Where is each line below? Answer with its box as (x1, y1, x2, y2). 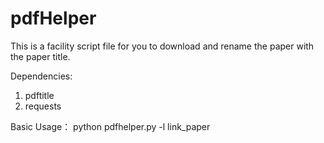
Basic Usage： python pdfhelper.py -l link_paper (10, 120, 211, 132)
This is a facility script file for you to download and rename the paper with (10, 40, 315, 52)
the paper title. (10, 50, 71, 62)
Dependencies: (10, 70, 73, 82)
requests (24, 100, 62, 112)
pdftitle (24, 89, 55, 101)
